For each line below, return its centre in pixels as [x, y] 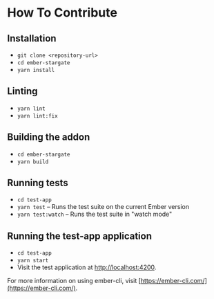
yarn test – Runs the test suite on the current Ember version [103, 207]
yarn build [33, 162]
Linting [22, 91]
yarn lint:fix [37, 116]
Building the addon [49, 137]
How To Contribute [62, 13]
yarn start [33, 261]
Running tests [38, 183]
